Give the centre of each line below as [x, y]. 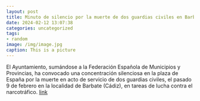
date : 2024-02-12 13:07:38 [40, 22]
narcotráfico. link [27, 92]
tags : [13, 34]
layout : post [22, 12]
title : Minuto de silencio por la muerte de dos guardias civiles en [94, 17]
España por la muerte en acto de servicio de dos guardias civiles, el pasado [99, 79]
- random [17, 39]
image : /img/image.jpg [34, 45]
